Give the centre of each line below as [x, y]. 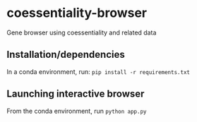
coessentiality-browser [77, 13]
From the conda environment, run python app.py [77, 111]
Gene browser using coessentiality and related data [82, 32]
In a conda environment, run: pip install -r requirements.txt [98, 71]
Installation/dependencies [66, 55]
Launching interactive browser [76, 94]
